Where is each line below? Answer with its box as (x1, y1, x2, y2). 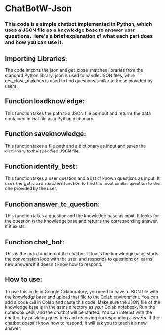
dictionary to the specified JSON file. (5, 148, 80, 154)
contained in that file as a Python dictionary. (5, 115, 95, 121)
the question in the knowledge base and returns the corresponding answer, (5, 218, 158, 224)
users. (5, 83, 18, 89)
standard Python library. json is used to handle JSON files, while (5, 72, 135, 78)
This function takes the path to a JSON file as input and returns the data (5, 110, 151, 116)
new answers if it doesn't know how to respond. (5, 261, 102, 267)
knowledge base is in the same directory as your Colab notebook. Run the (5, 304, 155, 310)
